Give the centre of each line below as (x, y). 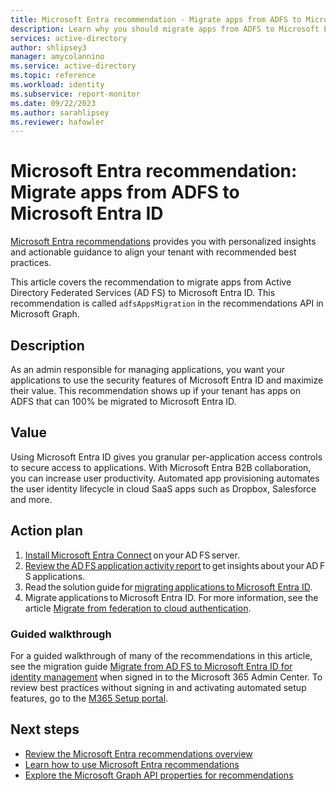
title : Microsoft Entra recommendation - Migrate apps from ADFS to (156, 19)
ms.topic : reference (53, 76)
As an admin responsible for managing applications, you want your (148, 369)
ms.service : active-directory (73, 66)
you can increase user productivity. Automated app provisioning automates (165, 478)
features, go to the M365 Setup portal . (89, 698)
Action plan (47, 531)
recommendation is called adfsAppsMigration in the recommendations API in (167, 303)
